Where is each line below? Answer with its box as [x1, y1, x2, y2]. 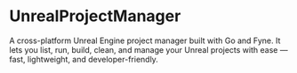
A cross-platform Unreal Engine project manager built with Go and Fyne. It [9, 35, 281, 46]
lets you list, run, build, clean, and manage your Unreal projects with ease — [9, 44, 288, 55]
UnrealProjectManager [9, 6, 181, 26]
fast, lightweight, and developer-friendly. [9, 54, 158, 64]
